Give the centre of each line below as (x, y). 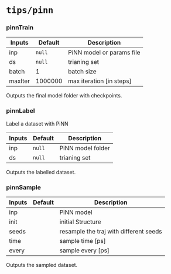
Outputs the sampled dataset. (42, 265)
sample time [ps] (83, 241)
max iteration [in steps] (100, 81)
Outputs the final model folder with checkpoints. (64, 96)
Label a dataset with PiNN (37, 124)
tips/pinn (30, 10)
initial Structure (80, 222)
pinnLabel (20, 111)
